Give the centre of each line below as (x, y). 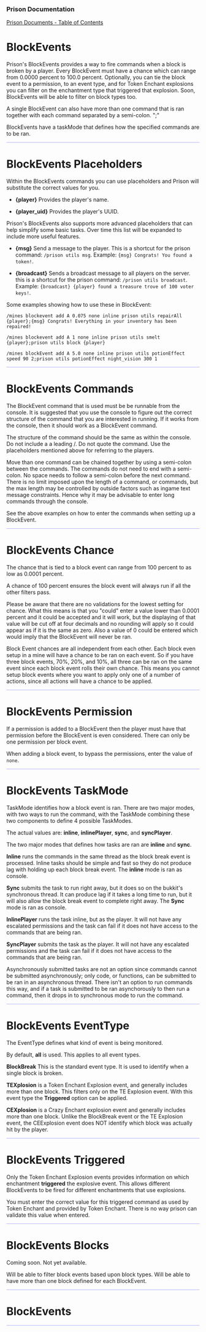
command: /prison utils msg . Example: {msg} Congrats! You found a (104, 255)
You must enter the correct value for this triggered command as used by (97, 1202)
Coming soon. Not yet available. (47, 1262)
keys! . (23, 293)
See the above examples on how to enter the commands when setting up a (101, 514)
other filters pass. (29, 592)
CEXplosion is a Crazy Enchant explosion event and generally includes (96, 1110)
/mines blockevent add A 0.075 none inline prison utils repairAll (94, 316)
